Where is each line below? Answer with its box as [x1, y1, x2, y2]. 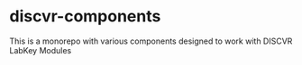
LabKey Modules [9, 45, 72, 55]
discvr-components [9, 6, 161, 27]
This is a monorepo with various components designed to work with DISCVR [9, 36, 293, 46]
